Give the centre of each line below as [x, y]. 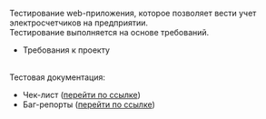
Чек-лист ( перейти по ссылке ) [81, 95]
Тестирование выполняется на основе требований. [109, 32]
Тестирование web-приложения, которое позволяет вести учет [133, 13]
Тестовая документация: [58, 77]
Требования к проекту [66, 50]
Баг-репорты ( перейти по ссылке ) [89, 104]
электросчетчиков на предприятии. [79, 23]
